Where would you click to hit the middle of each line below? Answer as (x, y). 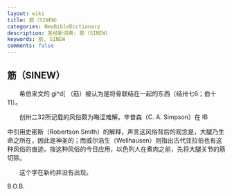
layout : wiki (26, 14)
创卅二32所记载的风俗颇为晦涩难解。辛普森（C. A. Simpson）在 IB (114, 117)
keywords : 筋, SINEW (36, 39)
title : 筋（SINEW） (34, 20)
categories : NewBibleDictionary (54, 26)
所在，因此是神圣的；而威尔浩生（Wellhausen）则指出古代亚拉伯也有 (118, 140)
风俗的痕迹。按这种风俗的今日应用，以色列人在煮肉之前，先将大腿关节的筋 (119, 149)
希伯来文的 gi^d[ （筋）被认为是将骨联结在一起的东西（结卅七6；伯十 (118, 93)
